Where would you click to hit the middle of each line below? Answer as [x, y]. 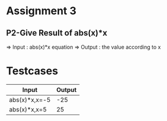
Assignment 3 [41, 11]
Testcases [32, 71]
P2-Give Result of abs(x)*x [57, 33]
